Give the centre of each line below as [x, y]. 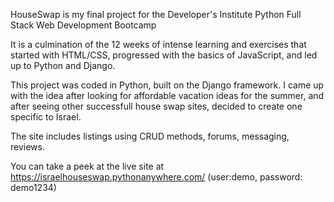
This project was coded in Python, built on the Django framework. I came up [167, 85]
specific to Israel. [46, 117]
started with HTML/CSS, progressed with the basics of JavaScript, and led [164, 55]
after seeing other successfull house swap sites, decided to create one [156, 106]
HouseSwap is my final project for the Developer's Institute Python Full [156, 14]
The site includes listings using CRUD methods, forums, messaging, [150, 136]
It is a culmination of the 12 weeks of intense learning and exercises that [158, 44]
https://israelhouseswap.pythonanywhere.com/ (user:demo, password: [156, 177]
